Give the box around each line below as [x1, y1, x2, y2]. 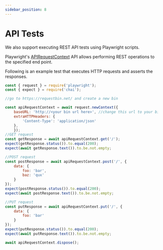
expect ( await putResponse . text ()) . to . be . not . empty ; [5, 231, 112, 236]
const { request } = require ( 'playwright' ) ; [5, 83, 97, 88]
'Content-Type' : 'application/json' [22, 118, 97, 123]
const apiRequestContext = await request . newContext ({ [5, 105, 118, 110]
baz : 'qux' [22, 173, 45, 178]
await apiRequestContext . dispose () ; [5, 240, 79, 245]
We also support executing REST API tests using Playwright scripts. [5, 44, 140, 50]
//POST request [5, 154, 36, 159]
